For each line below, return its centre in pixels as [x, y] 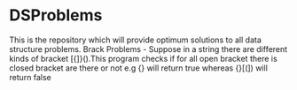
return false [30, 77]
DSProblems [56, 15]
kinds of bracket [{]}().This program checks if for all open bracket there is [143, 58]
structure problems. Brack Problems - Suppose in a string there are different [148, 49]
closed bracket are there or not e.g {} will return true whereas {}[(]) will [139, 68]
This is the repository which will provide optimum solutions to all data [135, 40]
